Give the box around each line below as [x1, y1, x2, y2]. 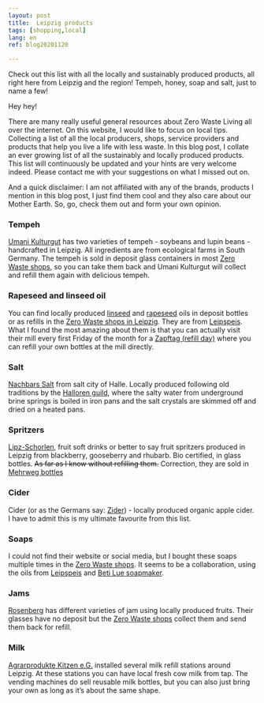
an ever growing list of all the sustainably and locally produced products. [8, 151, 244, 160]
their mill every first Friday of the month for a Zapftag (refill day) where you [8, 333, 251, 343]
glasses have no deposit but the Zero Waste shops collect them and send [8, 614, 247, 624]
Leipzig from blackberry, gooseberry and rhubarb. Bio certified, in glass [8, 451, 242, 461]
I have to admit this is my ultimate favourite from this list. [8, 513, 191, 523]
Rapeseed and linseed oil [8, 290, 106, 301]
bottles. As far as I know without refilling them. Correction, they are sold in [8, 459, 250, 468]
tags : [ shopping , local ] [8, 26, 87, 34]
